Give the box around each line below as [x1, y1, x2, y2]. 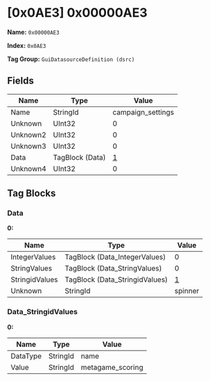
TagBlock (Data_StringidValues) [64, 275, 168, 284]
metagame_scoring [80, 362, 143, 372]
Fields [7, 75, 35, 87]
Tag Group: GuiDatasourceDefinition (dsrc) [7, 54, 135, 63]
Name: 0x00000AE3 [7, 28, 60, 36]
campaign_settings [112, 107, 175, 117]
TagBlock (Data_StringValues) [64, 264, 162, 273]
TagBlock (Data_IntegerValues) [64, 252, 166, 262]
